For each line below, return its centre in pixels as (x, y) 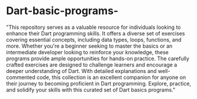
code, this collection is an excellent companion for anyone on (111, 77)
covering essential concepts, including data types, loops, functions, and (94, 39)
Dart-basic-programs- (62, 11)
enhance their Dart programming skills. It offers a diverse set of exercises (96, 33)
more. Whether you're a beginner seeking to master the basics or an (89, 46)
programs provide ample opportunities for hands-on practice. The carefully (98, 58)
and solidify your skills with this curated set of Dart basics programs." (91, 90)
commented (21, 77)
